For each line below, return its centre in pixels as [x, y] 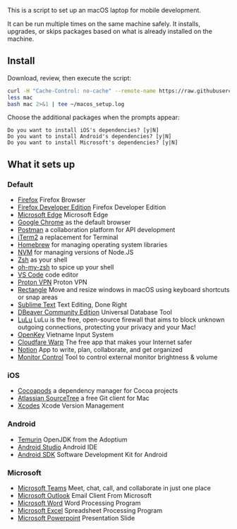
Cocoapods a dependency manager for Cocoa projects [98, 391]
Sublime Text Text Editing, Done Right [72, 305]
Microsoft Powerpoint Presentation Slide [76, 518]
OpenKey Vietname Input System [66, 335]
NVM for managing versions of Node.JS [75, 253]
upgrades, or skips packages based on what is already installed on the [110, 31]
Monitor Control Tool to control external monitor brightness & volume [117, 357]
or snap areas [37, 297]
